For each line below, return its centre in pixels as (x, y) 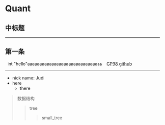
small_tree (52, 118)
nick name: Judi (28, 78)
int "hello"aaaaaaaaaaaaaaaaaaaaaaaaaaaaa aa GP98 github (69, 64)
